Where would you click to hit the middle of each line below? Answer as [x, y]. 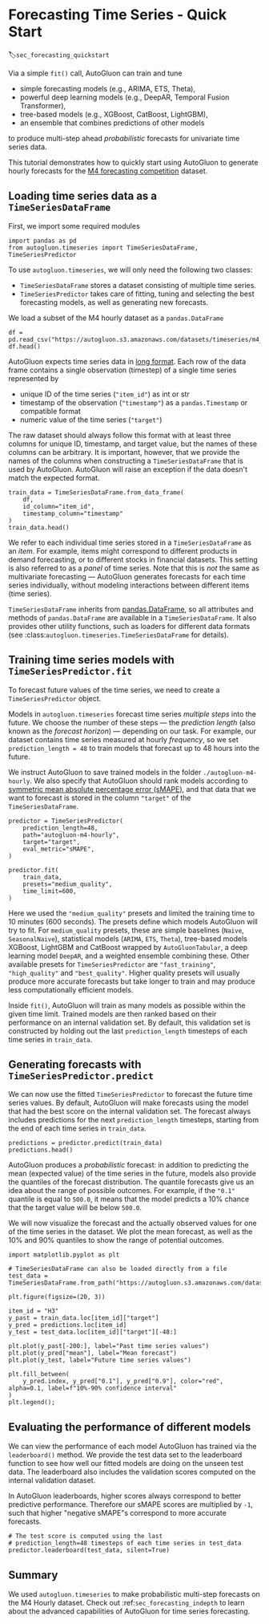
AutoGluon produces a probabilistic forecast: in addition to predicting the [129, 1165]
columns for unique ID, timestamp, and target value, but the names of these [133, 444]
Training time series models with [91, 660]
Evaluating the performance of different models [130, 1427]
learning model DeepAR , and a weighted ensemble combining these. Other [129, 956]
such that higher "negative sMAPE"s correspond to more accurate [117, 1513]
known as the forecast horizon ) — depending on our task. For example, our [132, 731]
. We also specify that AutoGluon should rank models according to [139, 781]
